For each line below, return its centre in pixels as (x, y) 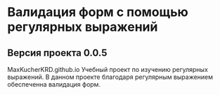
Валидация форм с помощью (98, 12)
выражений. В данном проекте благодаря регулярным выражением (110, 77)
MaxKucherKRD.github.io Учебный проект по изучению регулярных (108, 70)
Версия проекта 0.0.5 (57, 53)
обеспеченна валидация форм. (54, 84)
